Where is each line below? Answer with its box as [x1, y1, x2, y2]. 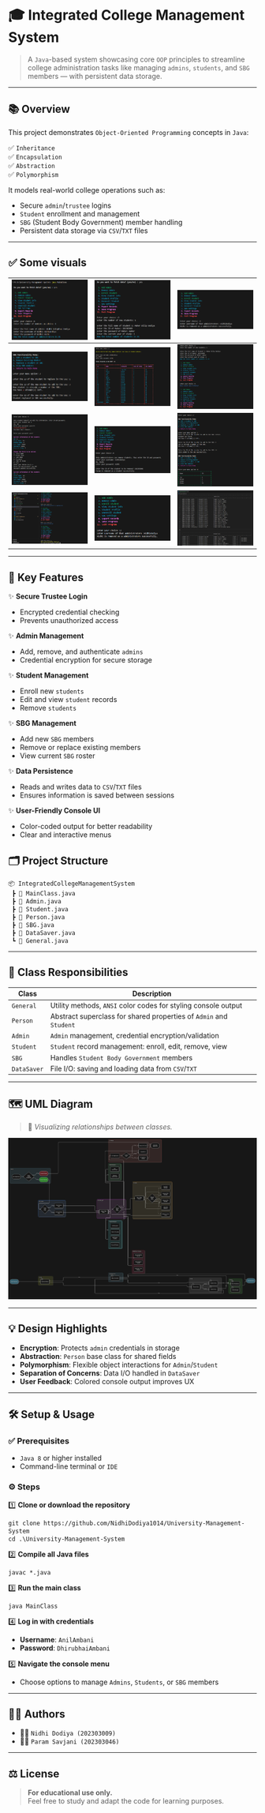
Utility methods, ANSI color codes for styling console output [50, 1000, 243, 1010]
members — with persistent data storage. [27, 71, 162, 81]
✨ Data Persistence [8, 767, 73, 776]
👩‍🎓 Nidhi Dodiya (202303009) [19, 1729, 116, 1738]
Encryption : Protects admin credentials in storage [19, 1343, 180, 1353]
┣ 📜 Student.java [11, 905, 69, 913]
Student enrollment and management [19, 208, 140, 218]
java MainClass [8, 1602, 58, 1610]
